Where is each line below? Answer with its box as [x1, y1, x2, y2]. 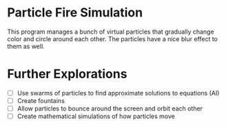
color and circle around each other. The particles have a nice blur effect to [7, 34, 218, 43]
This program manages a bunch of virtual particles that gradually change [7, 27, 215, 36]
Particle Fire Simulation [7, 5, 143, 21]
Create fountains [17, 96, 65, 104]
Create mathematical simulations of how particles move [17, 112, 176, 121]
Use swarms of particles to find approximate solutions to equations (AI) [17, 89, 220, 97]
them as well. [7, 42, 45, 50]
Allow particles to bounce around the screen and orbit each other [17, 104, 203, 113]
